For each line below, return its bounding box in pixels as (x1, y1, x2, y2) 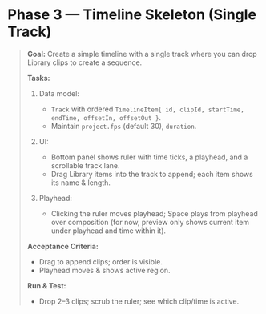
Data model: (38, 88, 79, 98)
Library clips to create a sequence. (26, 58, 143, 67)
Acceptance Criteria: (26, 241, 99, 251)
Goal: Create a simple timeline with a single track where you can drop (26, 49, 257, 58)
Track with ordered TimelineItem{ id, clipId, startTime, (50, 104, 245, 114)
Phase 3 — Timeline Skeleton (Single (7, 6, 257, 24)
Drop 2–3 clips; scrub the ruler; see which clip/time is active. (38, 296, 240, 306)
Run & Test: (26, 280, 66, 290)
